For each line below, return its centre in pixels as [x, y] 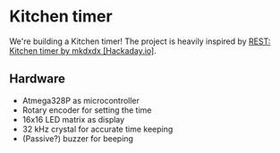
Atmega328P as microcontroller [81, 100]
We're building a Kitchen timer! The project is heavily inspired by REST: [140, 41]
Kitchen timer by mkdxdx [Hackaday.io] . [83, 50]
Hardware [37, 79]
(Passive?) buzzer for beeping [78, 138]
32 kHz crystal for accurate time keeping [98, 129]
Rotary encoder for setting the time [87, 110]
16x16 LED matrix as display [73, 119]
